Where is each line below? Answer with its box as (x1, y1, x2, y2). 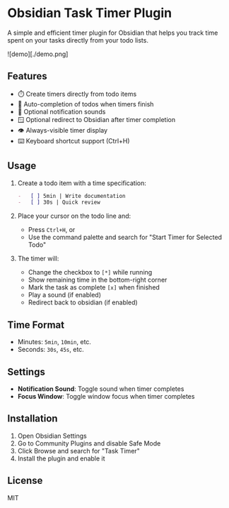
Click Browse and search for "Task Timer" (17, 446, 140, 455)
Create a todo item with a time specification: (17, 179, 147, 187)
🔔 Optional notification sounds (17, 107, 106, 116)
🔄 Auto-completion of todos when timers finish (17, 99, 154, 108)
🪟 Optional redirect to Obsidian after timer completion (17, 115, 175, 123)
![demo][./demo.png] (7, 50, 69, 58)
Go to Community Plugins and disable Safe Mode (17, 438, 161, 448)
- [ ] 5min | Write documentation (17, 192, 126, 199)
